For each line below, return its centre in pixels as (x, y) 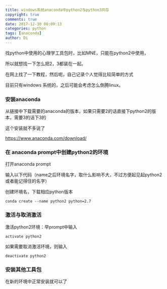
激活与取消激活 (23, 215)
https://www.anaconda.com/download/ (46, 138)
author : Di (17, 38)
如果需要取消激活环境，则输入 (36, 246)
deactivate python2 (26, 256)
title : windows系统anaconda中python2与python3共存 (57, 10)
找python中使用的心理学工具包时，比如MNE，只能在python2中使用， (77, 53)
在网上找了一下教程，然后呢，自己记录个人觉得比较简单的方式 (69, 74)
